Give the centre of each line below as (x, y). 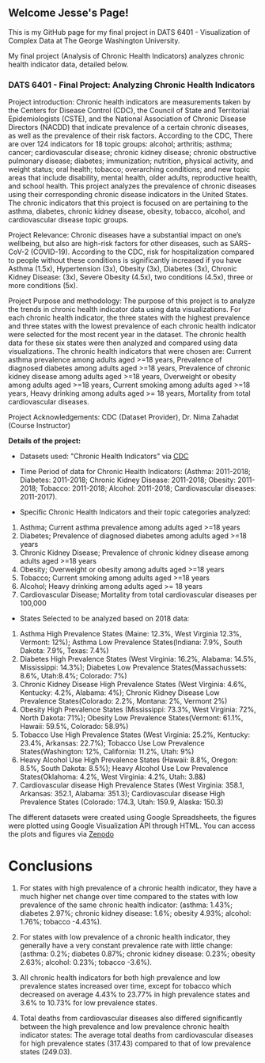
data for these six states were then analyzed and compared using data (123, 343)
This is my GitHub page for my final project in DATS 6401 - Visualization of (129, 32)
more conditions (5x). (43, 286)
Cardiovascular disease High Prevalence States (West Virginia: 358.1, (132, 785)
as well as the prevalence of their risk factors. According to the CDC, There (131, 136)
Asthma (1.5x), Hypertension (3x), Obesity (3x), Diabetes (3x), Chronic (123, 269)
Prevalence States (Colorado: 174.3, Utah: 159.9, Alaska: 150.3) (121, 802)
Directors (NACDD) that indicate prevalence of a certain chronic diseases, (129, 127)
